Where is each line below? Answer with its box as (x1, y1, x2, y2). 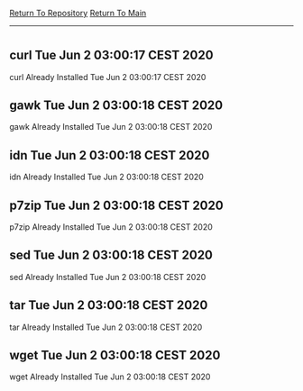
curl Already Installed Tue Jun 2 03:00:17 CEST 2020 (9, 71, 207, 82)
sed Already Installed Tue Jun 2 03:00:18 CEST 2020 (9, 271, 207, 282)
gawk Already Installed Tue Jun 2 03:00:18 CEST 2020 (9, 122, 213, 132)
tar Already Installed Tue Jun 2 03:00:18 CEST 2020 (9, 322, 203, 332)
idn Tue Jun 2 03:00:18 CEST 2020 (9, 148, 210, 163)
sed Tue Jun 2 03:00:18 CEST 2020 (9, 248, 214, 263)
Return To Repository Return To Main (9, 8, 147, 18)
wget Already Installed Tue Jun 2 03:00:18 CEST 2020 (9, 371, 211, 382)
